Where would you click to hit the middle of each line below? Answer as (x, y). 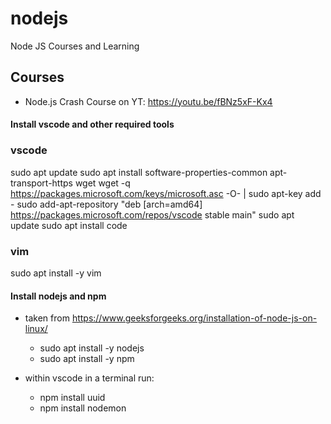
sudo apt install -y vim (56, 273)
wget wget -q (102, 183)
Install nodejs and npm (58, 296)
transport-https (41, 183)
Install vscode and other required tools (92, 124)
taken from (47, 318)
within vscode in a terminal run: (89, 378)
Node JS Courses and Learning (75, 46)
